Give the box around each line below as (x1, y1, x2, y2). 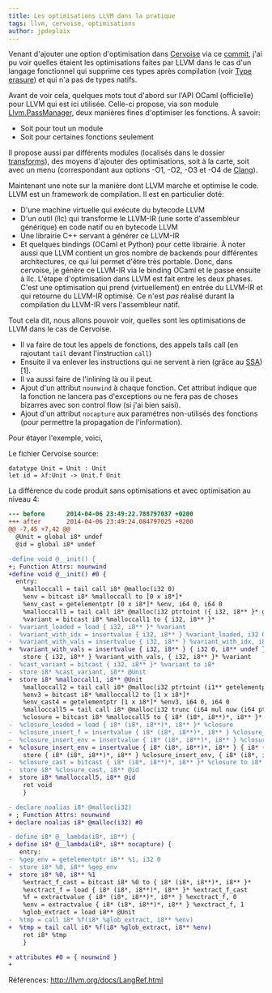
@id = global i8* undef (15, 540, 96, 548)
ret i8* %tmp (23, 931, 67, 939)
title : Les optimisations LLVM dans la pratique (8, 11, 176, 20)
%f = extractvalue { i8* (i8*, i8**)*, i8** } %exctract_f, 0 (23, 893, 237, 901)
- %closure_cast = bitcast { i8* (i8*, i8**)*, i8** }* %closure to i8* (8, 759, 263, 767)
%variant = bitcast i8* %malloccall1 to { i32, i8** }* (23, 615, 216, 623)
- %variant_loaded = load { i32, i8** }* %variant (8, 623, 186, 631)
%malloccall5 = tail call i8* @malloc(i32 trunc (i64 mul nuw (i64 (23, 706, 255, 714)
